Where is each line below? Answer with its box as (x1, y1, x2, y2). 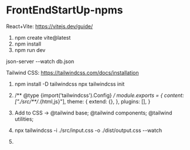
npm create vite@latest (14, 34, 71, 41)
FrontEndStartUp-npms (6, 4, 123, 17)
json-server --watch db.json (6, 58, 74, 65)
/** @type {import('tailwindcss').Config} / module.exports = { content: (14, 92, 184, 99)
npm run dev (14, 46, 46, 53)
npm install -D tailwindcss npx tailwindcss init (14, 80, 125, 88)
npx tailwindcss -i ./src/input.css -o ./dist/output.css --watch (14, 127, 162, 134)
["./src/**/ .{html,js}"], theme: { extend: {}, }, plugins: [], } (14, 97, 151, 105)
